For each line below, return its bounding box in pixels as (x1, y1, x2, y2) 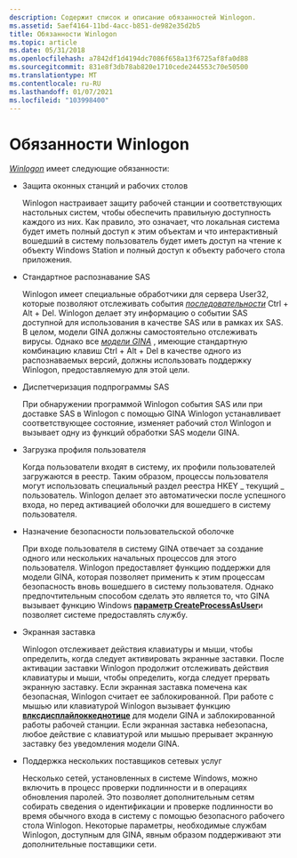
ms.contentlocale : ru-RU (9, 79, 101, 88)
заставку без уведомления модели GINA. (21, 739, 180, 750)
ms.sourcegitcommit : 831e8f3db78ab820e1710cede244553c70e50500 (9, 63, 249, 72)
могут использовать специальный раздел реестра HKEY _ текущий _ (21, 481, 285, 492)
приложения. (21, 254, 73, 265)
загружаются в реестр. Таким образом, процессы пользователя (21, 471, 269, 482)
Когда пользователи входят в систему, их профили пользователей (21, 461, 276, 472)
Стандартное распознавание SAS (21, 272, 151, 283)
